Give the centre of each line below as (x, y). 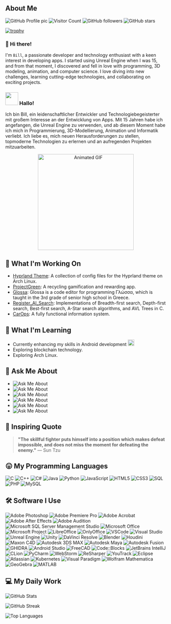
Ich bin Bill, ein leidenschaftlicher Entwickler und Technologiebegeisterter (82, 114)
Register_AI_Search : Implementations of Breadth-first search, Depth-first (89, 303)
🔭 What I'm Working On (43, 263)
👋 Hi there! (19, 44)
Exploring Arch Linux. (35, 355)
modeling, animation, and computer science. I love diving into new (75, 72)
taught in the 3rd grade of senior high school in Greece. (71, 298)
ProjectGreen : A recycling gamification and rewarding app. (74, 287)
